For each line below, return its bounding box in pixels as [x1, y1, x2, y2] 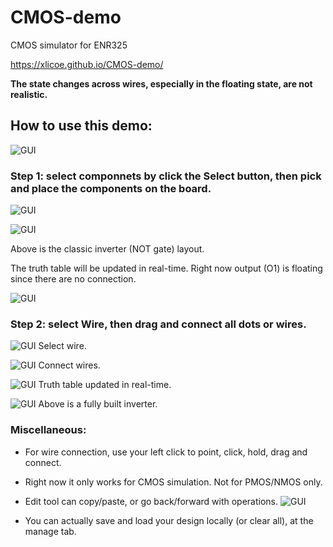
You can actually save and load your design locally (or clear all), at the [24, 514, 314, 526]
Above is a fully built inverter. [38, 398, 158, 410]
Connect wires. [38, 359, 101, 371]
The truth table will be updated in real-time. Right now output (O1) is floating [10, 262, 323, 275]
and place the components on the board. [10, 181, 212, 195]
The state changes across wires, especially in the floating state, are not [10, 77, 313, 90]
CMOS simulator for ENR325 [10, 39, 128, 51]
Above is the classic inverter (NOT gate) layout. [10, 243, 205, 255]
